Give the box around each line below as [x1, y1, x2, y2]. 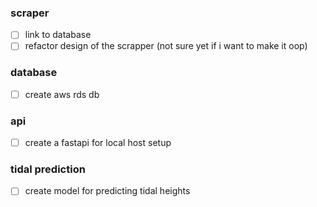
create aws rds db [24, 88, 100, 100]
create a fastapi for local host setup [24, 137, 172, 149]
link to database [24, 29, 92, 41]
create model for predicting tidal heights [24, 185, 191, 197]
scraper [10, 6, 50, 20]
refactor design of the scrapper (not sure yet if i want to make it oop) [24, 40, 308, 52]
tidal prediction [10, 162, 86, 176]
